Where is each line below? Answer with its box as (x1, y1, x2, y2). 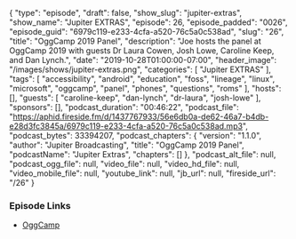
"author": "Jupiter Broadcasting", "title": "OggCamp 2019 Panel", (9, 139, 244, 150)
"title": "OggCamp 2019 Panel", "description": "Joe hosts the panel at (9, 36, 262, 46)
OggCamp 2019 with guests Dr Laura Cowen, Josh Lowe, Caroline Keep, (9, 45, 275, 56)
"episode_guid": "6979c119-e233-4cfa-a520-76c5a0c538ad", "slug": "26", (9, 27, 284, 36)
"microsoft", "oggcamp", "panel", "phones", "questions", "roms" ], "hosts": (9, 84, 282, 93)
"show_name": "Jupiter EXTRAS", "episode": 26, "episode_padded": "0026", (9, 17, 288, 28)
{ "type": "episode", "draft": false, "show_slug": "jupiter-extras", (9, 8, 243, 18)
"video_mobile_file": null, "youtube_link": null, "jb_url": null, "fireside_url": (9, 168, 276, 179)
